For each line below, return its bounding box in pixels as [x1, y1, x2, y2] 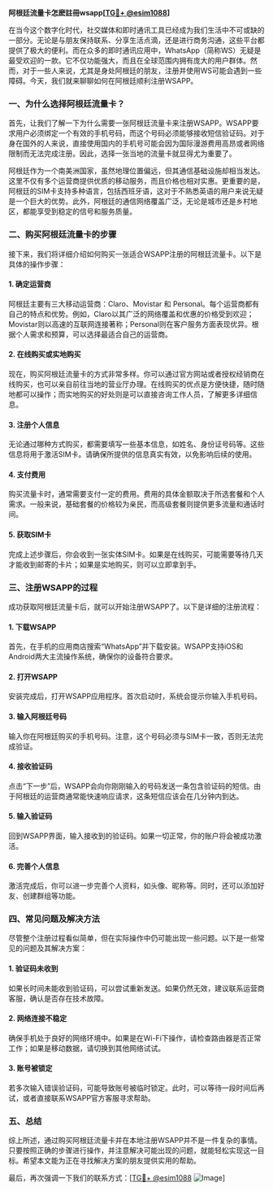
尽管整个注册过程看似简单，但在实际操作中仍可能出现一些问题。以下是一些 [8, 933, 258, 943]
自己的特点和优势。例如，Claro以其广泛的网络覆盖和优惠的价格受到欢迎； [8, 309, 254, 319]
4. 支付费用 [8, 469, 46, 479]
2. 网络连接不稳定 [8, 1014, 67, 1024]
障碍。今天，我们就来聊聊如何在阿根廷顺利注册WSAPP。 [8, 76, 198, 85]
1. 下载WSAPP [8, 622, 57, 632]
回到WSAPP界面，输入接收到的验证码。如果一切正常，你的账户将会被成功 [8, 831, 255, 841]
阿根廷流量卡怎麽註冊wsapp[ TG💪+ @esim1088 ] [8, 8, 171, 17]
